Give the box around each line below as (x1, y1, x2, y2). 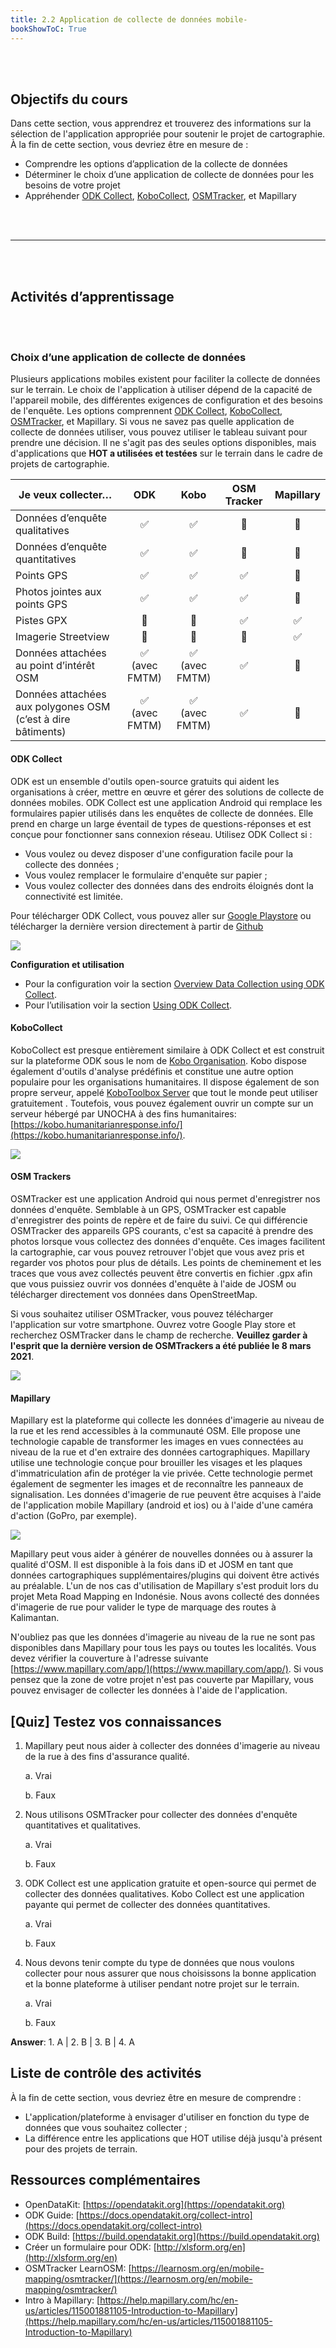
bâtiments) (15, 725, 67, 739)
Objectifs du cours (10, 91, 128, 108)
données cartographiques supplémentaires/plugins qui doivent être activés (10, 1569, 320, 1581)
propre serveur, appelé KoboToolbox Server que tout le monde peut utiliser (10, 1086, 318, 1098)
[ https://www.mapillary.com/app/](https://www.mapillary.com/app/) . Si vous (10, 1663, 324, 1675)
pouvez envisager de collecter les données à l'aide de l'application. (10, 1684, 288, 1696)
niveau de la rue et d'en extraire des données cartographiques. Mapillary (10, 1446, 311, 1458)
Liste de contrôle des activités (10, 2065, 202, 2082)
